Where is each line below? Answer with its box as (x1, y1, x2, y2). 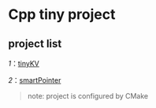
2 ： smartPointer (8, 76, 61, 84)
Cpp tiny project (8, 6, 116, 24)
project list (8, 37, 62, 50)
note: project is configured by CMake (27, 91, 149, 100)
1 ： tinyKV (8, 59, 39, 68)
